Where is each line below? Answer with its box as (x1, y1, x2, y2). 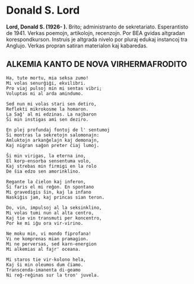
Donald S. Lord (6, 4, 80, 17)
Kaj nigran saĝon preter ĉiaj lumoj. (6, 142, 100, 148)
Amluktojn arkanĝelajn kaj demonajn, (6, 137, 100, 143)
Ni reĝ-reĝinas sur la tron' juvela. (6, 272, 100, 278)
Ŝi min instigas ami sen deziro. (6, 116, 89, 122)
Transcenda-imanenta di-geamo (6, 267, 81, 273)
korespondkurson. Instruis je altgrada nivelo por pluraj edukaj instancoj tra (6, 36, 188, 43)
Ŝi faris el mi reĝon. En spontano (6, 184, 94, 190)
